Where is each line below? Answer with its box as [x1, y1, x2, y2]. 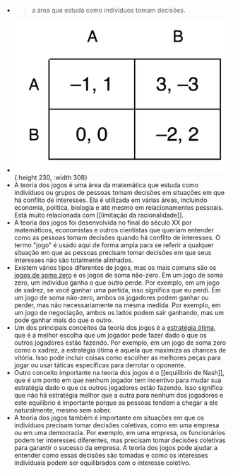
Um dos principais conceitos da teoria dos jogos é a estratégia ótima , [13, 324, 216, 332]
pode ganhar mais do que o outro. [13, 316, 114, 324]
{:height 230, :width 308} [13, 173, 88, 182]
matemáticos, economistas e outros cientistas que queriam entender [13, 226, 214, 235]
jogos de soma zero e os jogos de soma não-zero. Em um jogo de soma [13, 271, 224, 280]
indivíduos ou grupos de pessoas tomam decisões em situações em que [13, 189, 225, 197]
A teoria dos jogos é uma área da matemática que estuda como [13, 181, 199, 189]
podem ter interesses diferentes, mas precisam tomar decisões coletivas [13, 436, 226, 444]
